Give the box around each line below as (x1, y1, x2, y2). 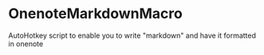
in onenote (8, 38, 44, 48)
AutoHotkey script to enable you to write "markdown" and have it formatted (8, 31, 257, 40)
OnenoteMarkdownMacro (8, 5, 183, 23)
